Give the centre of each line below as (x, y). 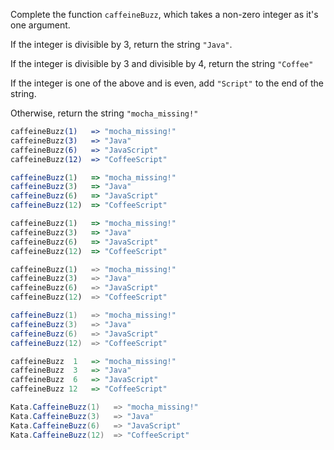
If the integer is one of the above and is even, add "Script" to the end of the (167, 83)
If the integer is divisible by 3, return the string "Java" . (121, 44)
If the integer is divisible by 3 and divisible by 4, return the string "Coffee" (162, 63)
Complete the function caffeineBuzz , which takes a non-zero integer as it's (164, 14)
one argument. (40, 25)
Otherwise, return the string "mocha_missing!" (104, 113)
